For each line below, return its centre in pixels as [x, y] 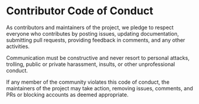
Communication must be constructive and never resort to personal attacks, [98, 58]
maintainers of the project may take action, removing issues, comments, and [99, 88]
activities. [18, 46]
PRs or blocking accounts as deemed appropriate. [67, 94]
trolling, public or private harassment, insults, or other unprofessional [91, 64]
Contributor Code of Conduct [80, 11]
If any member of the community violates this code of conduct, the [88, 82]
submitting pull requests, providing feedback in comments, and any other [96, 40]
